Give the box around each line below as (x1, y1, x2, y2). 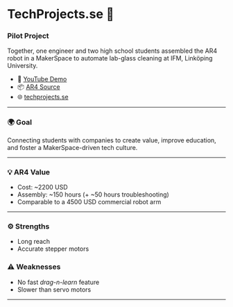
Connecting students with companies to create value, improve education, (7, 135, 216, 144)
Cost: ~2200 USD (17, 183, 68, 192)
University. (7, 62, 38, 70)
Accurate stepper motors (17, 244, 89, 253)
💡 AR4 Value (7, 167, 51, 176)
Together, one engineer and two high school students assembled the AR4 (7, 47, 218, 55)
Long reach (17, 238, 51, 246)
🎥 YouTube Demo (17, 75, 67, 83)
